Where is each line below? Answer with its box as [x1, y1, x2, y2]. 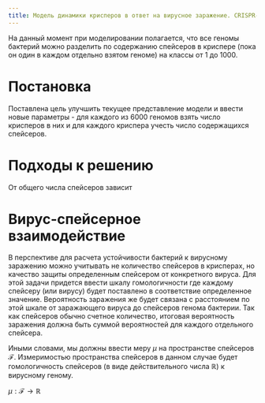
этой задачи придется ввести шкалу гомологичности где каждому [8, 278, 234, 288]
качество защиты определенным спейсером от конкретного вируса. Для [8, 270, 256, 279]
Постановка [8, 77, 92, 95]
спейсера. [8, 328, 43, 338]
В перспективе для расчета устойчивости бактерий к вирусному [8, 253, 228, 263]
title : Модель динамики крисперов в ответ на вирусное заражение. [8, 11, 231, 20]
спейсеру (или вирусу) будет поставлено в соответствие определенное [8, 286, 252, 296]
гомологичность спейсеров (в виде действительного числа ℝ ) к [8, 362, 225, 371]
